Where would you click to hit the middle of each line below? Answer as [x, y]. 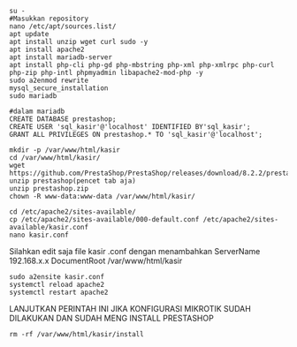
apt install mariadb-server [61, 57]
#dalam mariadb [37, 111]
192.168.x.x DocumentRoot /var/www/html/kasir [96, 260]
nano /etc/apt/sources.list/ [63, 26]
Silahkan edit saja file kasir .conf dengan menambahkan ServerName [135, 251]
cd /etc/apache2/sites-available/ [73, 212]
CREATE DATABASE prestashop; [63, 119]
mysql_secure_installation [59, 88]
